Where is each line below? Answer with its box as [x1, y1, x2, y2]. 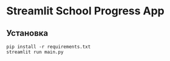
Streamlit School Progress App [6, 4, 165, 18]
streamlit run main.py [6, 49, 64, 55]
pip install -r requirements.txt [6, 44, 91, 50]
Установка [6, 28, 49, 38]
